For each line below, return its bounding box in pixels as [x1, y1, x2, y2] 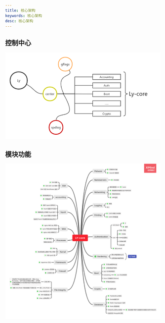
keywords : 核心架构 [5, 13, 42, 18]
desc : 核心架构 [5, 18, 34, 23]
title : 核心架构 [5, 8, 36, 13]
